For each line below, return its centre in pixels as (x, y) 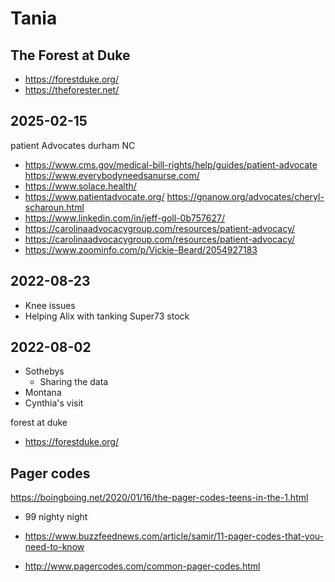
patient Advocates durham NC (73, 145)
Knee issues (50, 305)
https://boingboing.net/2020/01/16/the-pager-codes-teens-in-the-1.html (159, 498)
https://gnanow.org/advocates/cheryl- (245, 196)
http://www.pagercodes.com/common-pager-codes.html (142, 566)
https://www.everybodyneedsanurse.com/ (112, 175)
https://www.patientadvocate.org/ (94, 196)
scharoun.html (54, 207)
